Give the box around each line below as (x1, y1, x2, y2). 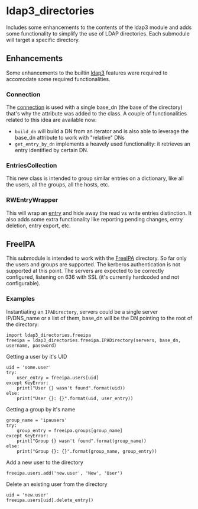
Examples (6, 295, 35, 303)
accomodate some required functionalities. (6, 75, 111, 82)
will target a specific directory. (6, 36, 80, 43)
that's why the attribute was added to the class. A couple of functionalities (6, 110, 187, 117)
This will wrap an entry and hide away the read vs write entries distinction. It (6, 209, 192, 217)
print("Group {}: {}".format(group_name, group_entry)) (17, 448, 158, 454)
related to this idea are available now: (6, 117, 97, 124)
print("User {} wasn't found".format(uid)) (17, 385, 126, 391)
